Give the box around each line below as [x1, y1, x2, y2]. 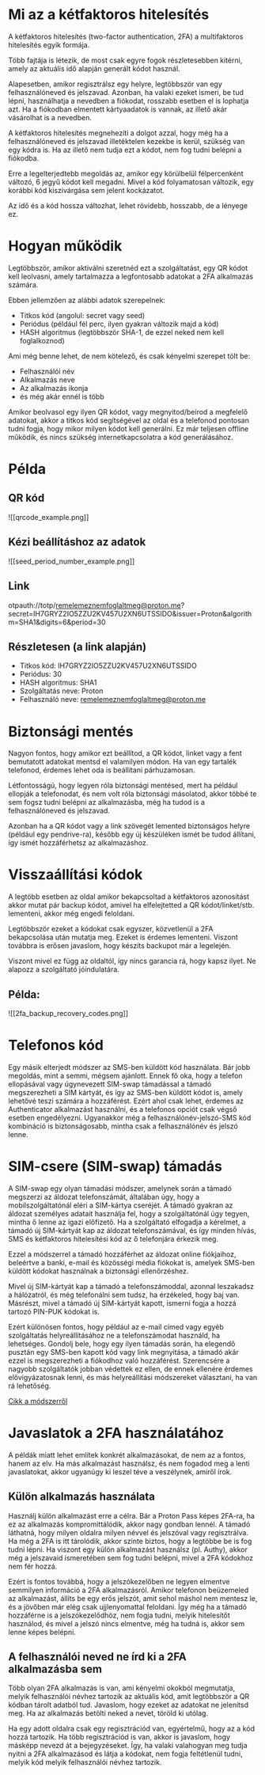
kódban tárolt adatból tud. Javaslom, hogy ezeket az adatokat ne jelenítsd [8, 1700, 249, 1710]
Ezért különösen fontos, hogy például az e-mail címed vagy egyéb [8, 1322, 224, 1331]
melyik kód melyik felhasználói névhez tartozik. [8, 1758, 162, 1767]
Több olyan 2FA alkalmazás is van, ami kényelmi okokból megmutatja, [8, 1683, 236, 1693]
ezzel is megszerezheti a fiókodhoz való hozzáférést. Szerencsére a [8, 1356, 230, 1365]
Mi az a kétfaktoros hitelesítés [8, 6, 210, 24]
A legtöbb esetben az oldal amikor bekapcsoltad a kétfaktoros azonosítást [8, 892, 250, 901]
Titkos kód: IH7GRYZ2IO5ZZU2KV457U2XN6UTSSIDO [19, 661, 198, 670]
